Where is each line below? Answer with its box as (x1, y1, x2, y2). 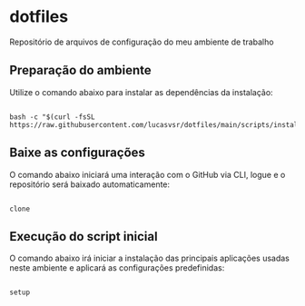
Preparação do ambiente (9, 63, 152, 78)
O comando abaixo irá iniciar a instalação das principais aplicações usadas (9, 252, 290, 264)
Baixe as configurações (9, 145, 145, 161)
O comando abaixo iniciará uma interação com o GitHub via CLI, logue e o (9, 169, 286, 180)
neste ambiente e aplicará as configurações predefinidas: (9, 262, 225, 273)
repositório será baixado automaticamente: (9, 179, 171, 190)
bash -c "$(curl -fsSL (9, 112, 95, 122)
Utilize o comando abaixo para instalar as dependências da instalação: (9, 86, 274, 97)
